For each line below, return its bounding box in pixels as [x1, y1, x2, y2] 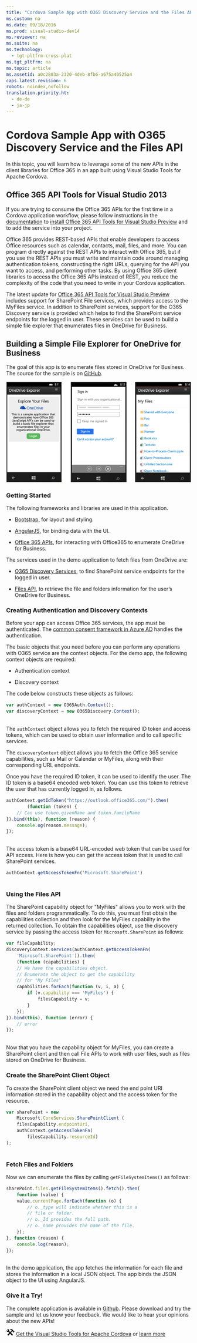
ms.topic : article [6, 65, 51, 71]
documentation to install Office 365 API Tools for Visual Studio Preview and [6, 218, 188, 225]
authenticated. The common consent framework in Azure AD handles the [6, 626, 183, 633]
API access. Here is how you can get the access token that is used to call [6, 852, 183, 859]
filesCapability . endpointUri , [16, 1122, 91, 1127]
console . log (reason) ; [16, 1241, 69, 1247]
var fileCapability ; [6, 941, 57, 946]
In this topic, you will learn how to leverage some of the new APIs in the [6, 160, 179, 167]
